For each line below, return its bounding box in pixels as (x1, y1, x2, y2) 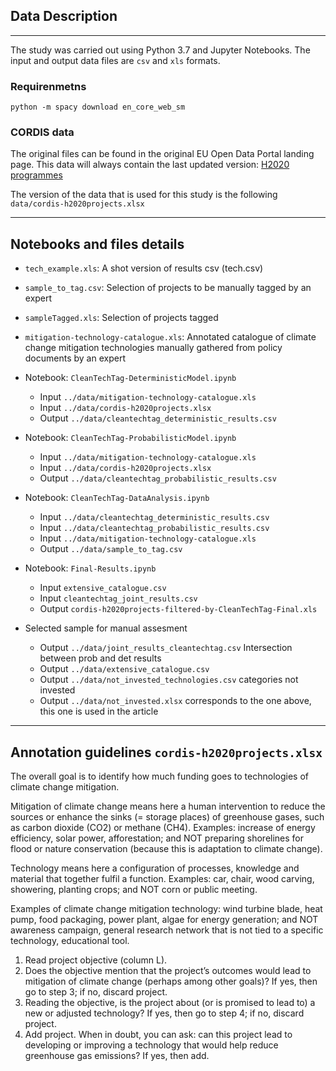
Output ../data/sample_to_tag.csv (39, 543, 183, 555)
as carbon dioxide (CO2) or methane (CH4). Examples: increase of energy (10, 822, 316, 834)
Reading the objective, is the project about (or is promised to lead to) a (24, 997, 316, 1009)
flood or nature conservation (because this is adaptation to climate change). (10, 843, 323, 855)
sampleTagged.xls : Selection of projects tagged (24, 312, 219, 324)
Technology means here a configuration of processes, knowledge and (10, 862, 300, 874)
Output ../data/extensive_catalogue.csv (39, 663, 210, 675)
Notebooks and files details (10, 235, 185, 253)
